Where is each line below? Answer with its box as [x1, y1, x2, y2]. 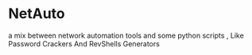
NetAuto [8, 5, 65, 23]
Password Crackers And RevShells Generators [8, 38, 161, 48]
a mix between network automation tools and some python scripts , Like [8, 31, 244, 40]
